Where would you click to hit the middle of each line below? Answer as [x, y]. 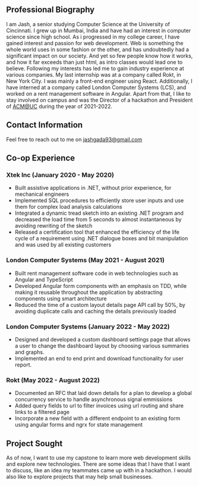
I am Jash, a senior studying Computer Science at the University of [88, 24]
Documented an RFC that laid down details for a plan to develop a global [103, 393]
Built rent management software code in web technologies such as [97, 273]
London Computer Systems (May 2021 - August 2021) [86, 260]
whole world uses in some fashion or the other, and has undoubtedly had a [97, 49]
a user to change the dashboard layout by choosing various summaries [102, 346]
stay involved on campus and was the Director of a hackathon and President [99, 100]
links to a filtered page [42, 412]
